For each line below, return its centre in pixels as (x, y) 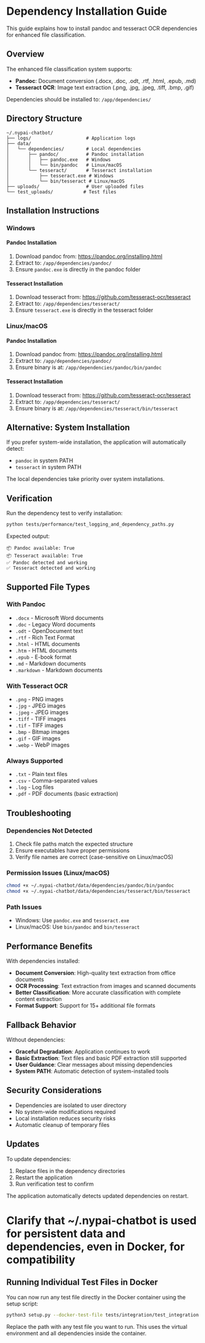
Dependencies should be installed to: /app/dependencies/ (79, 99)
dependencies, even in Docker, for (96, 1246)
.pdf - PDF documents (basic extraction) (67, 794)
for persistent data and (66, 1233)
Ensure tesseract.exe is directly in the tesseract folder (84, 310)
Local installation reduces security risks (65, 1118)
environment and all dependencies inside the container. (76, 1333)
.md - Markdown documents (51, 663)
